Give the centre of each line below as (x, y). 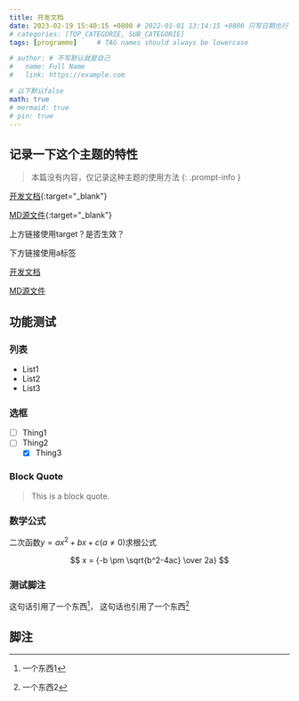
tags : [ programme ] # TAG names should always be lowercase (129, 42)
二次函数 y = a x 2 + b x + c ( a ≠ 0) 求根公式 (83, 542)
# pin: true (31, 116)
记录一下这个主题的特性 (73, 154)
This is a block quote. (70, 496)
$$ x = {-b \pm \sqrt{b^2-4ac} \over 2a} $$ (149, 560)
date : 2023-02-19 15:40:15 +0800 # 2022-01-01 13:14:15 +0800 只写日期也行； (152, 26)
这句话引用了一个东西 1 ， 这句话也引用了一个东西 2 (99, 605)
